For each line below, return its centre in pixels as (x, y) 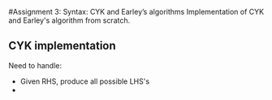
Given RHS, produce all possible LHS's (85, 81)
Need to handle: (35, 65)
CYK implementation (62, 46)
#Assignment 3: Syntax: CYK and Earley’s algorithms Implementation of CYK (136, 12)
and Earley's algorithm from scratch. (69, 20)
